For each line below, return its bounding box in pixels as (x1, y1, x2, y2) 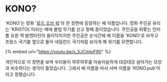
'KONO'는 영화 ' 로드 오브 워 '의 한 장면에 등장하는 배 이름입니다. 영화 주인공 (5, 20, 151, 26)
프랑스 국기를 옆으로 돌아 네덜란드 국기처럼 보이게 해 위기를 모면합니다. (5, 38, 143, 45)
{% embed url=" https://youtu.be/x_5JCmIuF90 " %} (5, 48, 111, 55)
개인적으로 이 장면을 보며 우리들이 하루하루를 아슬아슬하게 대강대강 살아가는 (5, 59, 153, 65)
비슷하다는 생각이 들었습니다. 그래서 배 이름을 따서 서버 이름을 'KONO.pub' (10, 65, 156, 71)
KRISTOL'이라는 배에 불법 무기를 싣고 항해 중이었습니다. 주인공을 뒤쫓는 (12, 26, 151, 32)
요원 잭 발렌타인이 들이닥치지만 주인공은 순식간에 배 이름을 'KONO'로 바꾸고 (10, 32, 158, 38)
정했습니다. (14, 71, 37, 77)
